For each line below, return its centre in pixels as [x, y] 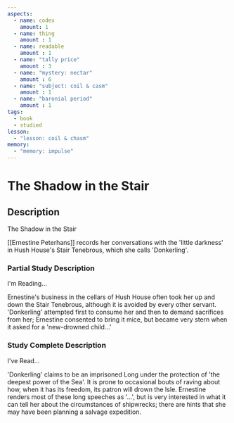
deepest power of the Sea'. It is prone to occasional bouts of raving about [114, 381]
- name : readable [39, 46]
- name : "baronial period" [53, 99]
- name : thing [34, 33]
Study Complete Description [57, 346]
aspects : [20, 14]
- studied [28, 125]
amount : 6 [36, 79]
